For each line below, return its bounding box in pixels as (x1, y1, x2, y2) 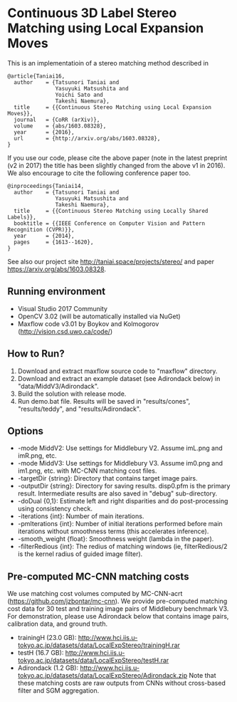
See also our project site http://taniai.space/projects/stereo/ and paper (7, 257, 215, 266)
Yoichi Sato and (55, 91, 103, 98)
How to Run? (7, 347, 65, 360)
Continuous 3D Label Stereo (7, 5, 177, 21)
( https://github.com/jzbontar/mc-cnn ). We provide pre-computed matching (7, 597, 228, 606)
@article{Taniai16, (7, 73, 65, 80)
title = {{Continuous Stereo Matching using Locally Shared (14, 207, 209, 214)
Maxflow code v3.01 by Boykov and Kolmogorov (17, 319, 159, 328)
